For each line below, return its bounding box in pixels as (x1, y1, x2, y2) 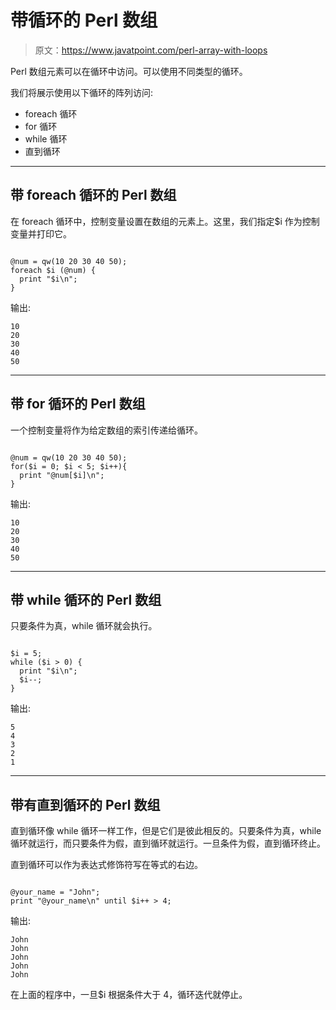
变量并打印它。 (10, 227, 72, 240)
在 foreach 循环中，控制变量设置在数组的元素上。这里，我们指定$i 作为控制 (10, 215, 320, 227)
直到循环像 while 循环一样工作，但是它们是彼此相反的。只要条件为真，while (10, 825, 322, 837)
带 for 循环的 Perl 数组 (10, 396, 146, 413)
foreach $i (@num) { (10, 265, 97, 275)
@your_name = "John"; (10, 887, 101, 898)
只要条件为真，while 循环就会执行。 (10, 620, 158, 632)
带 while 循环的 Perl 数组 (10, 591, 162, 608)
